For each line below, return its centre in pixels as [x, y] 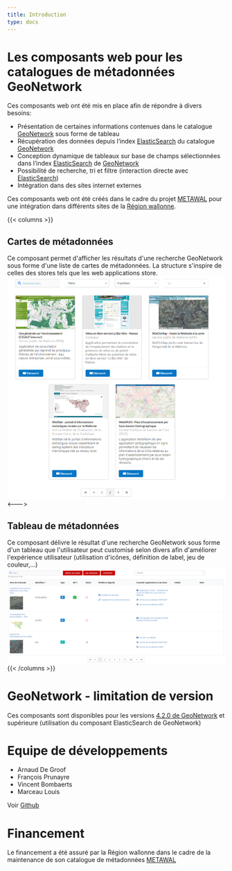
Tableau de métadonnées [63, 526]
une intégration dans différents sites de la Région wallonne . [92, 206]
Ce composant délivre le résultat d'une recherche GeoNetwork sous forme [114, 543]
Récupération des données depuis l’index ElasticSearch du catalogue [116, 141]
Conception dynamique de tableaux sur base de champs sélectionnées [119, 156]
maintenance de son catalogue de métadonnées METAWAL [92, 860]
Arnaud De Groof [42, 770]
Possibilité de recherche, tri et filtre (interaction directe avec [103, 171]
